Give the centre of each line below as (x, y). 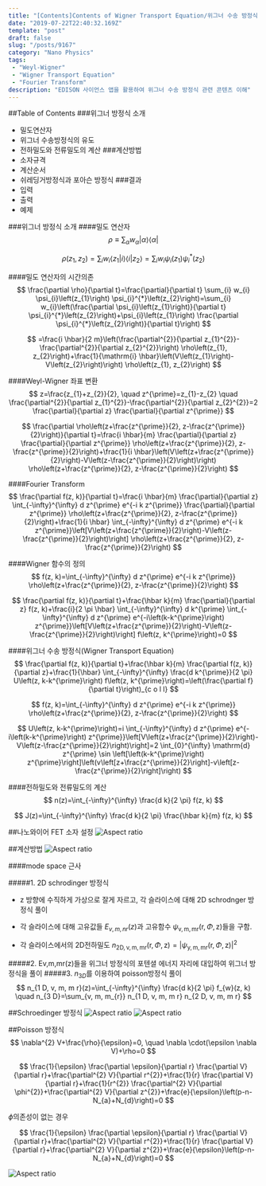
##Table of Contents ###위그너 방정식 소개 (77, 113)
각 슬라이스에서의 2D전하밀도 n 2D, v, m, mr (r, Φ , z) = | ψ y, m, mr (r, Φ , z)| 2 (128, 945)
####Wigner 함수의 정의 (47, 563)
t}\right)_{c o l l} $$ (148, 689)
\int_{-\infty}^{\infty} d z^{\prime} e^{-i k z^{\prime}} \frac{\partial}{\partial (133, 505)
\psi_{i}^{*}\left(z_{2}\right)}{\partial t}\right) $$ (133, 323)
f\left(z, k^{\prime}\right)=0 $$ (188, 634)
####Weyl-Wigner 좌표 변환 (53, 381)
